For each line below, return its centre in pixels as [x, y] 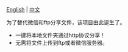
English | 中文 [23, 9]
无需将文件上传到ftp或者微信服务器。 [61, 43]
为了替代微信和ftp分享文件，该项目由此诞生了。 [66, 22]
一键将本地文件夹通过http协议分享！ [60, 35]
